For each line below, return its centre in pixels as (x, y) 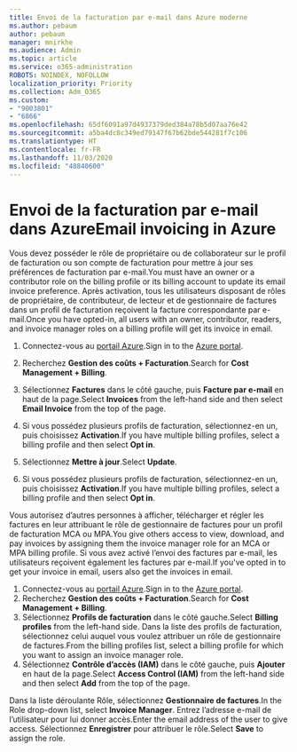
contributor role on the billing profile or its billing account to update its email (148, 281)
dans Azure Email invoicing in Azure (143, 229)
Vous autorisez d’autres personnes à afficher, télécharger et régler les (137, 515)
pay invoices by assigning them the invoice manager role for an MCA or (140, 543)
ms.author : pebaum (43, 26)
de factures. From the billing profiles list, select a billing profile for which (152, 645)
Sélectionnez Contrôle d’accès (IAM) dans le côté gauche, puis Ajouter (153, 665)
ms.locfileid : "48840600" (57, 166)
